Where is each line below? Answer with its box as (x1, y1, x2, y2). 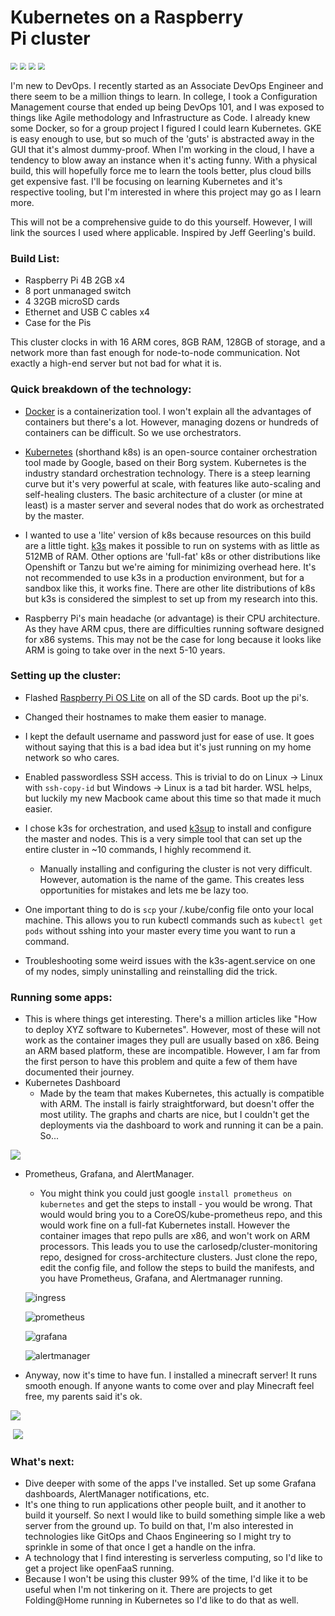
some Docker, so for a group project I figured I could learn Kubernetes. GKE (10, 122, 322, 134)
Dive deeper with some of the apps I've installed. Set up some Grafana (24, 1477, 317, 1490)
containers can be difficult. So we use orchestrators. (24, 426, 242, 438)
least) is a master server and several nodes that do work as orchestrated (24, 499, 325, 511)
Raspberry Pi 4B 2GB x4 (24, 274, 126, 286)
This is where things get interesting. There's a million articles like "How (24, 1013, 318, 1025)
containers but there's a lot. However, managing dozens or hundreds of (24, 416, 319, 428)
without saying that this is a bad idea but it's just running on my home (24, 741, 312, 753)
